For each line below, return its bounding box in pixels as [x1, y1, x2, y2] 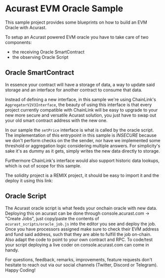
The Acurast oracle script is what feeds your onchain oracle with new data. [5, 205, 158, 211]
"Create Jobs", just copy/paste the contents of [5, 215, 99, 221]
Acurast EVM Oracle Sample [5, 3, 123, 14]
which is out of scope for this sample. [5, 162, 81, 168]
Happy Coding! [5, 267, 36, 273]
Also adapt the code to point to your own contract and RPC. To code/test [5, 237, 153, 242]
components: [5, 39, 32, 45]
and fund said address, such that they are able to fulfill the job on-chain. [5, 231, 152, 237]
